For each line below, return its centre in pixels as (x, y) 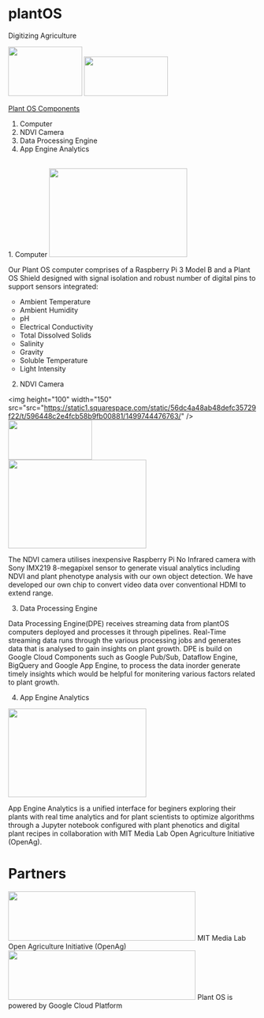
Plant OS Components (44, 108)
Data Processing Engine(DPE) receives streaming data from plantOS (119, 623)
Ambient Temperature (55, 301)
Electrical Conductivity (56, 326)
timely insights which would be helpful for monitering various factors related (132, 673)
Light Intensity (43, 368)
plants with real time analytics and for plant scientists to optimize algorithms (131, 816)
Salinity (32, 343)
